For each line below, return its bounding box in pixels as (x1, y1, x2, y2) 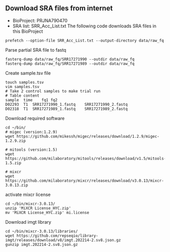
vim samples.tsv (5, 84, 39, 89)
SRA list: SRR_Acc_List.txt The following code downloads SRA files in (12, 23, 157, 29)
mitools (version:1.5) (10, 147, 58, 152)
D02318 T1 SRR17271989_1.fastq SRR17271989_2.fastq (5, 106, 128, 111)
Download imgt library (5, 219, 52, 225)
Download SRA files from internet (5, 4, 113, 13)
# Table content (5, 93, 39, 98)
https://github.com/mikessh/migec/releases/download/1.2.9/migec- (16, 134, 159, 139)
